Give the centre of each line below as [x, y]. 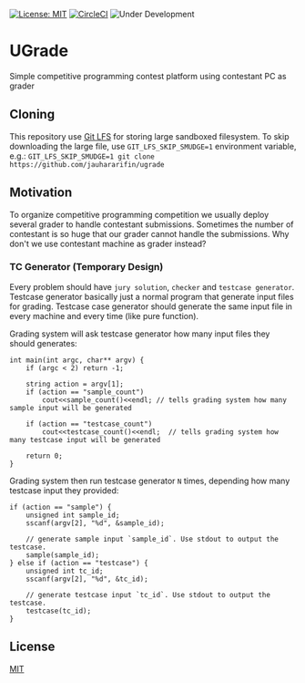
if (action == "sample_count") [85, 392]
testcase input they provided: [64, 490]
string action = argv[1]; [75, 384]
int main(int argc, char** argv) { [77, 360]
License [32, 647]
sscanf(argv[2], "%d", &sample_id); [96, 523]
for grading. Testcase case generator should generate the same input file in [151, 306]
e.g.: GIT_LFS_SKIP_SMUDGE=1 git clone [82, 156]
